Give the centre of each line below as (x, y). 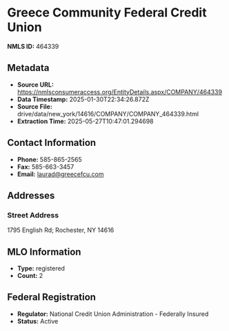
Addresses (31, 195)
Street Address (33, 215)
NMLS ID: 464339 (33, 46)
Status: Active (38, 321)
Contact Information (52, 143)
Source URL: (35, 85)
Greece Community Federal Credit (107, 13)
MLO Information (44, 252)
